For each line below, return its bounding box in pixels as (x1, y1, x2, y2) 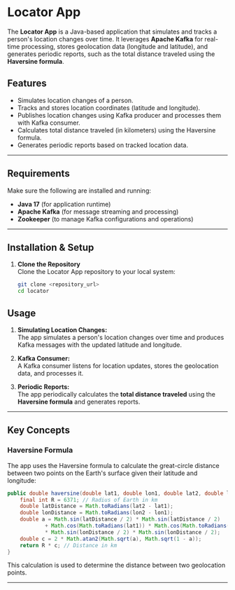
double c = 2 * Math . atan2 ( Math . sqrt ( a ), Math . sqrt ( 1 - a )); (20, 535, 202, 542)
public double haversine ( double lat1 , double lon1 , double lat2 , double (7, 490, 224, 497)
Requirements (7, 167, 70, 179)
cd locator (17, 288, 50, 295)
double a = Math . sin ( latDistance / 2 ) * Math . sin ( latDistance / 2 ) (20, 516, 221, 523)
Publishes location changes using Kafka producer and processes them (17, 111, 222, 119)
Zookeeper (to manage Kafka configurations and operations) (17, 214, 194, 223)
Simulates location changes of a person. (17, 96, 134, 104)
